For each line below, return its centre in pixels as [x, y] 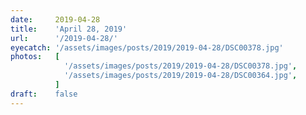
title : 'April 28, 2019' [69, 29]
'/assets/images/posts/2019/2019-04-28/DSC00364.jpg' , [180, 76]
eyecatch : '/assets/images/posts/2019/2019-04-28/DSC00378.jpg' [147, 47]
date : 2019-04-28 [55, 19]
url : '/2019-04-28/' [64, 38]
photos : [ [35, 57]
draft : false [44, 94]
